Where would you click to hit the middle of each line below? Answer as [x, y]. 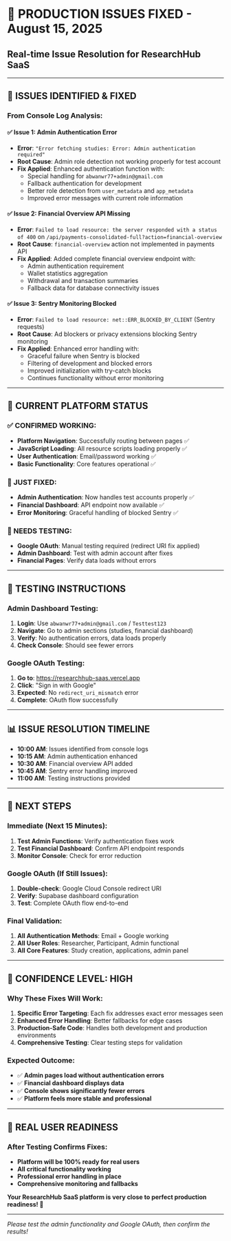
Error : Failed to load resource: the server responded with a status [117, 229]
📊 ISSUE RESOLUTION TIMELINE [79, 729]
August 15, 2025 [55, 29]
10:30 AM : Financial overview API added [75, 763]
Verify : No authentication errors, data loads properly [91, 638]
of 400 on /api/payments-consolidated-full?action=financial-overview [119, 236]
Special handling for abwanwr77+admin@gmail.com [95, 176]
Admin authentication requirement [76, 266]
